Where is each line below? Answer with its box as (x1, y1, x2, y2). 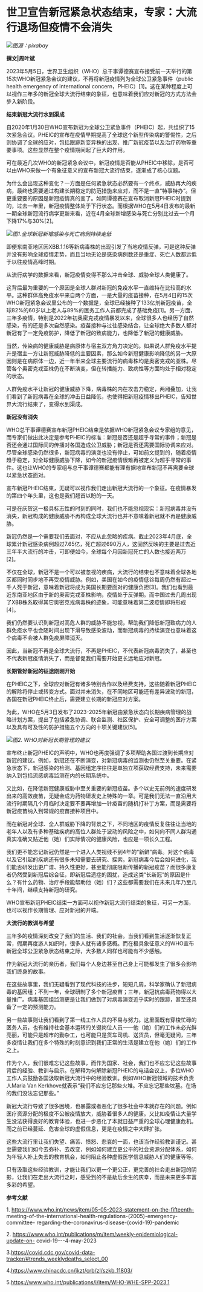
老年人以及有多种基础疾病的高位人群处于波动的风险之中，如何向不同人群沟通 (6, 827, 197, 835)
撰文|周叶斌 (6, 54, 35, 62)
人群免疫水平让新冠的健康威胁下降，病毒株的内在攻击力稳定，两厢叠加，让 (6, 385, 192, 392)
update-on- (6, 1237, 35, 1244)
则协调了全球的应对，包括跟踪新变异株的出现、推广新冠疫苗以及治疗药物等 (6, 139, 192, 146)
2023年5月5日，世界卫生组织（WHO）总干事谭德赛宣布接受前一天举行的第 (6, 67, 193, 74)
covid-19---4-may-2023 (36, 1237, 97, 1244)
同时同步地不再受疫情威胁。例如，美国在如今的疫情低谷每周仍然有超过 (16, 575, 192, 583)
